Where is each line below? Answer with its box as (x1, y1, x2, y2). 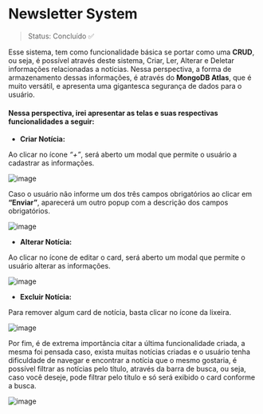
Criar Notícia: (19, 134, 65, 144)
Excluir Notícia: (19, 293, 72, 302)
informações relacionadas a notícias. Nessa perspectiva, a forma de (8, 64, 232, 74)
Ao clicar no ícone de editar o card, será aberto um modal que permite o (8, 253, 245, 262)
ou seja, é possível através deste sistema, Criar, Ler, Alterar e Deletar (8, 55, 235, 65)
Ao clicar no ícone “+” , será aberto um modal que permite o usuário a (8, 149, 237, 160)
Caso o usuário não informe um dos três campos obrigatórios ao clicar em (8, 189, 253, 199)
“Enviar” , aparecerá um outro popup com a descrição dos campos (8, 197, 229, 208)
